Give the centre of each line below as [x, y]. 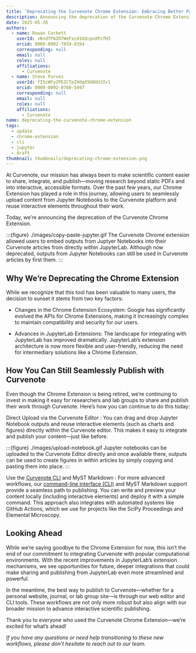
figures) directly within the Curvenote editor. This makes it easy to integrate [97, 430]
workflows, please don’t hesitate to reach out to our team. [76, 644]
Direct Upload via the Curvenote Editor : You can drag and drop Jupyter [92, 417]
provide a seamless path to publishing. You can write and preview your [91, 490]
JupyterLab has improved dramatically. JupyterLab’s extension [90, 340]
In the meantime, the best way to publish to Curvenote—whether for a [90, 590]
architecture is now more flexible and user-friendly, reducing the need [99, 346]
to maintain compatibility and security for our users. [76, 322]
